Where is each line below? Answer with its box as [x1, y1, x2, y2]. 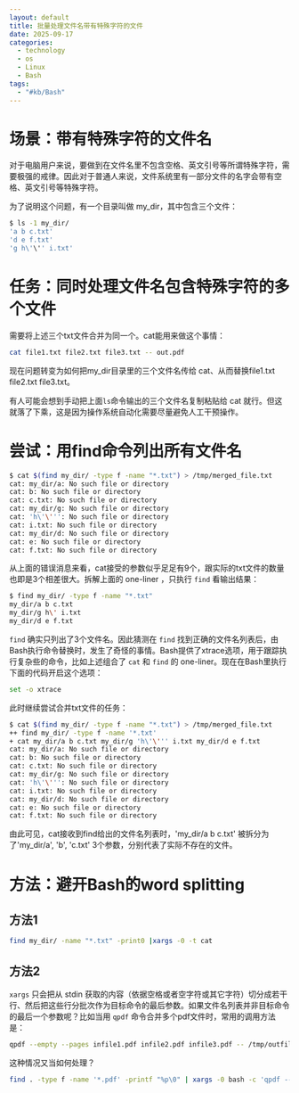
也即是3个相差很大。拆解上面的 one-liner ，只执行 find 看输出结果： [9, 574, 260, 585]
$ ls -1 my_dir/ [9, 219, 69, 228]
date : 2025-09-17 [9, 29, 74, 38]
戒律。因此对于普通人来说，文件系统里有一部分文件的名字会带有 [39, 171, 274, 182]
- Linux [17, 63, 46, 72]
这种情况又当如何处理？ [9, 1057, 95, 1068]
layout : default [9, 12, 69, 22]
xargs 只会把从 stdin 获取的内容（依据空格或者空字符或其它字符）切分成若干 [9, 989, 287, 999]
